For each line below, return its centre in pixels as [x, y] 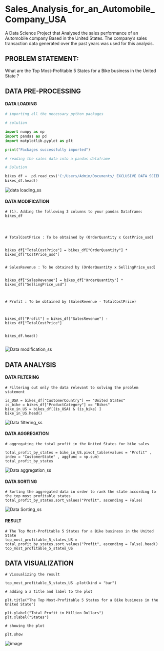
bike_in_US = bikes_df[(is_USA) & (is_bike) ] [53, 409]
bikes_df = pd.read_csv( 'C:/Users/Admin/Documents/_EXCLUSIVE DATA [76, 176]
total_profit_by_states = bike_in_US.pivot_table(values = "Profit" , [78, 453]
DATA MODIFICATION [27, 201]
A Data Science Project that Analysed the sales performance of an [72, 33]
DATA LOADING [21, 103]
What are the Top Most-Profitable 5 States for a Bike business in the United [81, 71]
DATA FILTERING [22, 377]
